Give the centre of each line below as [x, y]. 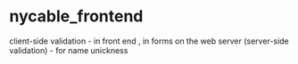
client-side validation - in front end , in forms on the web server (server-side [149, 41]
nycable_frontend [76, 16]
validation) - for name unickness [69, 50]
